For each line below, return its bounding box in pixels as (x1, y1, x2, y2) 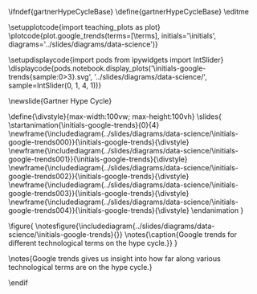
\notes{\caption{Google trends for (124, 230, 238, 239)
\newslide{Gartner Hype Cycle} (8, 96, 112, 105)
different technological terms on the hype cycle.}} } (8, 239, 178, 247)
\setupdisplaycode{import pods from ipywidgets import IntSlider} (8, 55, 224, 64)
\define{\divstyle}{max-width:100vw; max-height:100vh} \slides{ (8, 112, 222, 121)
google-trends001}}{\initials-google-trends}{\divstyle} (8, 154, 188, 164)
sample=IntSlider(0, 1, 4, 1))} (8, 80, 102, 90)
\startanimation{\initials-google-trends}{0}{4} (8, 120, 160, 129)
